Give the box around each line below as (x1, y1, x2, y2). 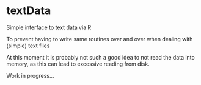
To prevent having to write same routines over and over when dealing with (6, 35, 193, 42)
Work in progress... (6, 72, 54, 79)
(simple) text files (6, 42, 50, 49)
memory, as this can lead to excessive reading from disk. (6, 60, 150, 67)
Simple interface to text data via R (6, 24, 92, 31)
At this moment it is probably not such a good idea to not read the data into (6, 53, 196, 61)
